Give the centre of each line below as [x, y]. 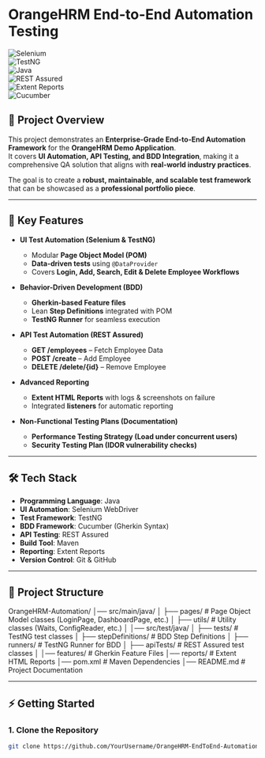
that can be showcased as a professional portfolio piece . [102, 188]
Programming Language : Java [70, 501]
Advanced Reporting [54, 382]
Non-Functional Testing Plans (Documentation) [99, 421]
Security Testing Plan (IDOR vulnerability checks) [114, 445]
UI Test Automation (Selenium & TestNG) [88, 240]
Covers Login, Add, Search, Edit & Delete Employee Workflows [135, 271]
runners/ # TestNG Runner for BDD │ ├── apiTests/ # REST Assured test [126, 645]
